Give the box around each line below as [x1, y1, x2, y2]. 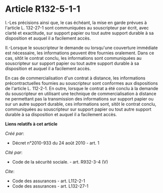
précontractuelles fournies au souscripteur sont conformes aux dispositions [5, 80, 158, 86]
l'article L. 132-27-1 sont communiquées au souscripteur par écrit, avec [5, 24, 149, 30]
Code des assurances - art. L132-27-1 [12, 183, 89, 189]
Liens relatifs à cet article [5, 121, 58, 127]
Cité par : [5, 149, 23, 155]
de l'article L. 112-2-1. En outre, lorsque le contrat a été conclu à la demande [5, 85, 158, 91]
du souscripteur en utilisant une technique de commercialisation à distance [5, 91, 157, 96]
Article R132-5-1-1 [5, 3, 81, 15]
